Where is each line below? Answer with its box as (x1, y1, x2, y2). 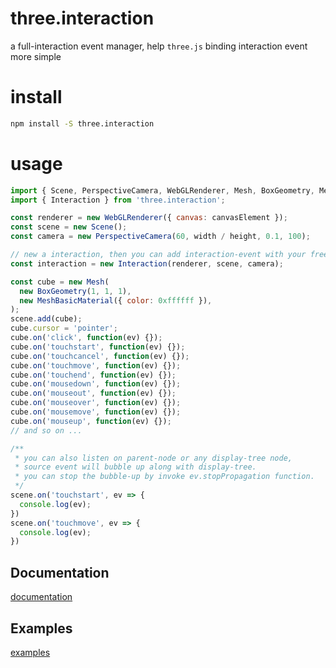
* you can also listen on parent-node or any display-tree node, (14, 453, 293, 463)
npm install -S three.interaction (10, 118, 155, 129)
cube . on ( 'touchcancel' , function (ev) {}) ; (10, 351, 190, 361)
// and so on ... (10, 425, 83, 436)
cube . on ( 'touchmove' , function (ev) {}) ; (10, 360, 182, 371)
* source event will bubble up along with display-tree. (14, 462, 257, 472)
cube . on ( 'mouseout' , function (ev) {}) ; (10, 388, 177, 399)
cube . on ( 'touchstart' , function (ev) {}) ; (10, 342, 186, 352)
